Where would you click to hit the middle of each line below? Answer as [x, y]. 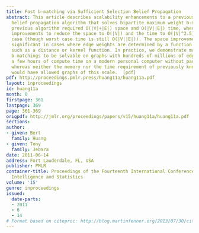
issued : [16, 193]
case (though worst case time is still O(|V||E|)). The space [90, 39]
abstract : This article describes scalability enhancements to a [88, 17]
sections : [18, 122]
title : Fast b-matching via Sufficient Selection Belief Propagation [94, 12]
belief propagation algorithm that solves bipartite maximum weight [98, 23]
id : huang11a [22, 89]
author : [16, 127]
